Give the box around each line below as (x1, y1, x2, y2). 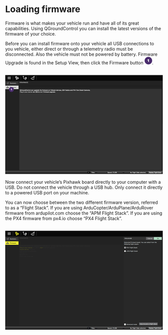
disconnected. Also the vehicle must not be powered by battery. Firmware (5, 51, 157, 57)
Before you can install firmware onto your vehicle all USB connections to (5, 40, 154, 46)
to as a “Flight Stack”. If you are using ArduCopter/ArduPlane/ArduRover (5, 204, 153, 210)
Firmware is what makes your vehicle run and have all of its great (5, 20, 139, 26)
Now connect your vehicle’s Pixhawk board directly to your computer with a (5, 179, 161, 185)
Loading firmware (5, 4, 81, 15)
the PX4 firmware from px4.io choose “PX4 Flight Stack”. (5, 215, 122, 221)
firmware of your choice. (5, 31, 56, 37)
